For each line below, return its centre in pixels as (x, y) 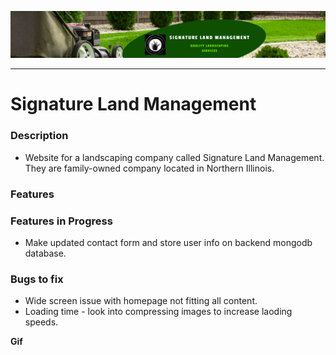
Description (39, 136)
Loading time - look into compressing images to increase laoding (158, 312)
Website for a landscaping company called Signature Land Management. (174, 157)
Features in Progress (61, 221)
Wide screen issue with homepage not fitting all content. (141, 301)
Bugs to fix (37, 279)
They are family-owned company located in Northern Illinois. (149, 168)
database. (45, 253)
